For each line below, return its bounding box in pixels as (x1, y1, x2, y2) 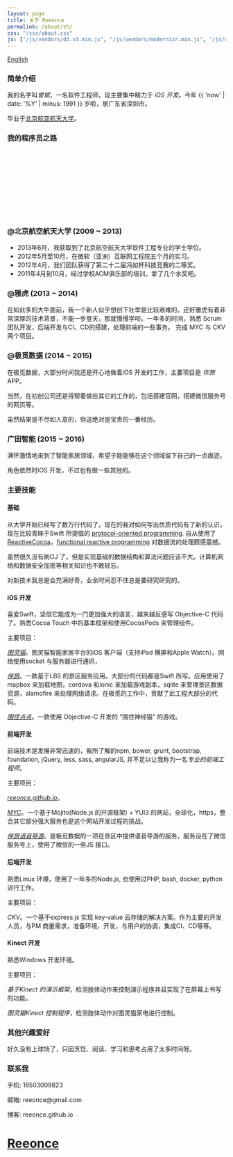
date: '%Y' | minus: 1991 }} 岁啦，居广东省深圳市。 (7, 99, 151, 108)
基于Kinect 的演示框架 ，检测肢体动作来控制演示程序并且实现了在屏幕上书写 (7, 985, 222, 994)
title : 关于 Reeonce (7, 17, 64, 24)
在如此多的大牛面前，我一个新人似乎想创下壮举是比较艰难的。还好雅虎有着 (7, 305, 220, 314)
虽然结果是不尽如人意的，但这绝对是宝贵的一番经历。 (7, 415, 159, 423)
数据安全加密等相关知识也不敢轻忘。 (19, 561, 123, 570)
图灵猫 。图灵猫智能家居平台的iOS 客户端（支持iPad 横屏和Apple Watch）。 (7, 648, 218, 657)
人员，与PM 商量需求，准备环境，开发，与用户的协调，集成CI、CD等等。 (7, 921, 216, 929)
